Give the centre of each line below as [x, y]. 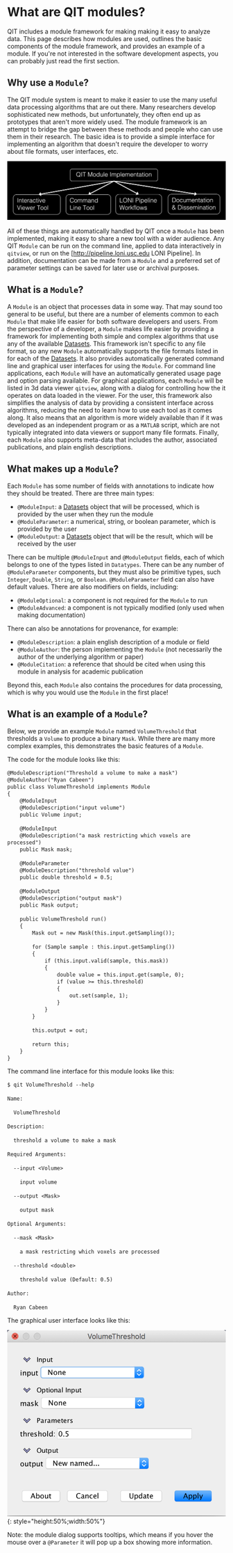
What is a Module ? [45, 290]
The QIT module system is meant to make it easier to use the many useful [112, 99]
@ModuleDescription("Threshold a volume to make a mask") [93, 773]
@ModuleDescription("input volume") [73, 808]
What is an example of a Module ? [77, 714]
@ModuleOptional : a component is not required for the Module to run [112, 600]
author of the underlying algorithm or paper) [80, 656]
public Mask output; [49, 905]
